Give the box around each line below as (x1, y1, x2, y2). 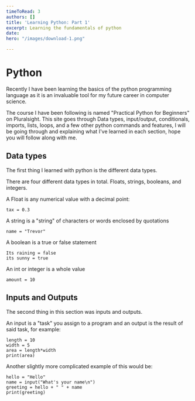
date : (6, 30, 19, 36)
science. (6, 98, 27, 105)
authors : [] (6, 14, 35, 20)
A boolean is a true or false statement (6, 238, 97, 246)
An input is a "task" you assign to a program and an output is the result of (6, 320, 183, 327)
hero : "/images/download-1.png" (6, 36, 85, 42)
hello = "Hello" (6, 374, 46, 380)
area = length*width (6, 347, 57, 353)
